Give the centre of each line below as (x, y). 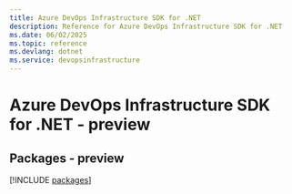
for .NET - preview (80, 125)
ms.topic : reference (49, 43)
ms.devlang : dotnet (46, 52)
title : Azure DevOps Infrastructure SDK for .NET (106, 18)
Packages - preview (67, 158)
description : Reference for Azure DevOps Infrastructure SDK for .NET (146, 26)
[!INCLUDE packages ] (50, 180)
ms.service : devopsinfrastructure (75, 60)
